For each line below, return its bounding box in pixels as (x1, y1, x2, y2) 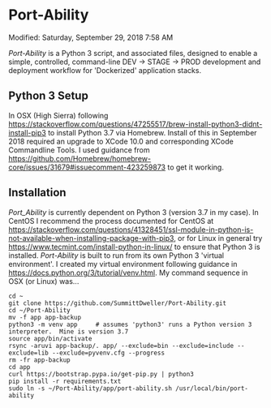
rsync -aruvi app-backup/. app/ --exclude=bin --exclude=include (8, 341, 234, 350)
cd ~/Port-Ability (8, 306, 71, 314)
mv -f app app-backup (8, 313, 82, 321)
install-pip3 (8, 127, 46, 137)
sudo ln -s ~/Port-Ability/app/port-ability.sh (8, 384, 173, 393)
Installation (8, 186, 67, 200)
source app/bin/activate (8, 334, 92, 342)
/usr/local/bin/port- (175, 384, 249, 393)
